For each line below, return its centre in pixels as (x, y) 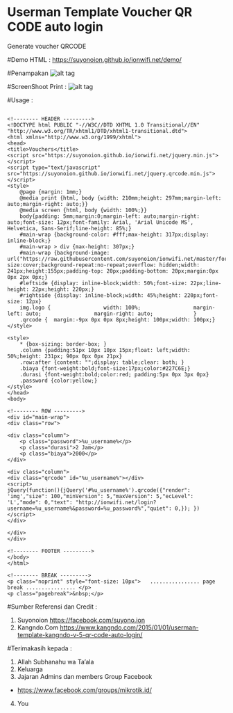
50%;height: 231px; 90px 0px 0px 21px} (65, 356)
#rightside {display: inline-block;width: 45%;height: (101, 295)
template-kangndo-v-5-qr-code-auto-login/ (80, 634)
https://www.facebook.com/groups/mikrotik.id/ (85, 690)
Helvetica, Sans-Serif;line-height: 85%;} (69, 228)
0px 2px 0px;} (28, 277)
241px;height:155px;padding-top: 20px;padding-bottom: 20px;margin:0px (113, 271)
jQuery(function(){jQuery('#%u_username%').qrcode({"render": (99, 490)
